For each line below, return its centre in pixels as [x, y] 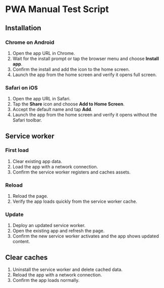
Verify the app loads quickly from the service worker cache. [75, 201]
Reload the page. [30, 196]
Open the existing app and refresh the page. [59, 231]
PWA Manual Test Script [57, 9]
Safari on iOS [21, 88]
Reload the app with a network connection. [57, 275]
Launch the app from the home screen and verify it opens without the [85, 115]
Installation [23, 28]
